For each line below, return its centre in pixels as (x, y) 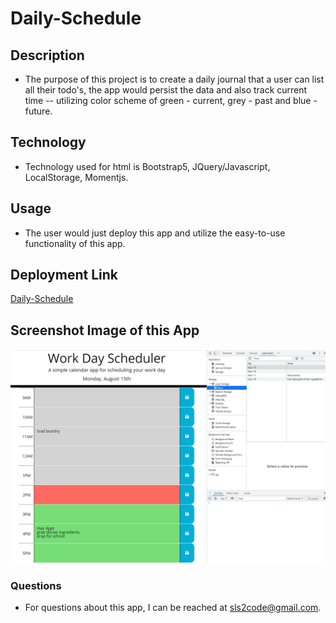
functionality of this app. (75, 243)
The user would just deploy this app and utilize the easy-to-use (155, 233)
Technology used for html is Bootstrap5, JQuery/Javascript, (147, 166)
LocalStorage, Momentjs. (76, 177)
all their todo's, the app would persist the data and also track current (166, 90)
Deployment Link (64, 275)
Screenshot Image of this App (105, 330)
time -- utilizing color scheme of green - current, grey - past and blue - (171, 100)
